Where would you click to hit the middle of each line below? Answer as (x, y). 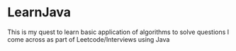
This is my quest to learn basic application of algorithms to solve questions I (118, 32)
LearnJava (39, 12)
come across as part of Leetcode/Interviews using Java (89, 39)
